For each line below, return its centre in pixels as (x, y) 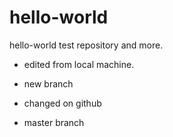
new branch (48, 83)
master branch (54, 122)
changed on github (62, 103)
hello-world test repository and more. (86, 45)
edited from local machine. (79, 64)
